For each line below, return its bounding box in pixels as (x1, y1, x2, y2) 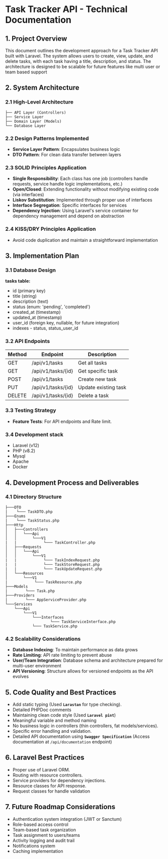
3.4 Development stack (5, 431, 64, 438)
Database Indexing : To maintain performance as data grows (12, 647, 138, 653)
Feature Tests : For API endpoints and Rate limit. (12, 418, 112, 424)
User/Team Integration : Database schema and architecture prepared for (12, 657, 163, 663)
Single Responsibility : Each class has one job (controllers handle (12, 176, 148, 182)
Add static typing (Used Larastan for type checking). (12, 701, 122, 707)
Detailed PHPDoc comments (12, 707, 71, 713)
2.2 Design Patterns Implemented (5, 135, 89, 142)
